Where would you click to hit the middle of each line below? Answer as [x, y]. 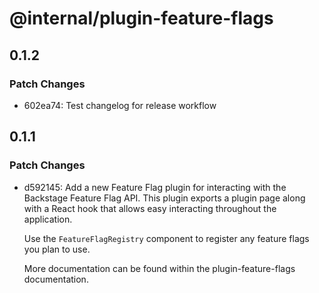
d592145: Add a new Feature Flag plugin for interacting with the [155, 187]
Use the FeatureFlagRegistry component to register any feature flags [166, 238]
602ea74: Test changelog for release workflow [120, 105]
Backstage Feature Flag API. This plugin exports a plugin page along [164, 198]
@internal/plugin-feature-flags [141, 18]
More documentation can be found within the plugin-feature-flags [159, 268]
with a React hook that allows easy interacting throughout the [150, 208]
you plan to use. [57, 249]
